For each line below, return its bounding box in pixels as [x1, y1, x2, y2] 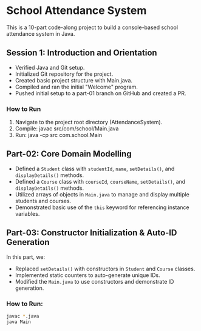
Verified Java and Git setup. [15, 64, 85, 71]
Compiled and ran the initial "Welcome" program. [15, 83, 138, 90]
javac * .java [6, 313, 39, 319]
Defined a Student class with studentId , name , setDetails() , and [15, 165, 175, 172]
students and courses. [15, 197, 72, 204]
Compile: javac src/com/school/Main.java [15, 125, 119, 132]
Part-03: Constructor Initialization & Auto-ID [6, 228, 177, 238]
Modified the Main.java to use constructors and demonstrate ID [15, 278, 174, 285]
